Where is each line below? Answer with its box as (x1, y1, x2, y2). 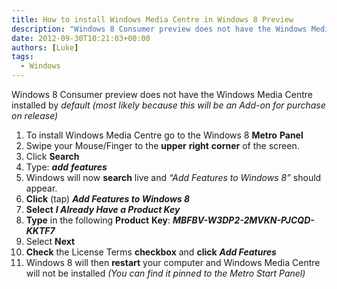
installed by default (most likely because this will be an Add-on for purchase (11, 99, 326, 111)
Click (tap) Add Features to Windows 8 (25, 193, 191, 205)
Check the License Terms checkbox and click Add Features (25, 246, 277, 258)
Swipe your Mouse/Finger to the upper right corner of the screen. (25, 140, 300, 151)
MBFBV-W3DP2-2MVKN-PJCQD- (172, 214, 315, 226)
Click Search (25, 151, 80, 162)
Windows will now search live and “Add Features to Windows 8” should (25, 172, 322, 183)
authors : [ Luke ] (11, 42, 79, 53)
